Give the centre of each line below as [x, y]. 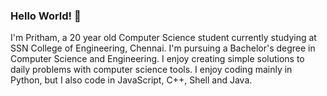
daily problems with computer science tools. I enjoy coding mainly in [151, 70]
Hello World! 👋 [46, 16]
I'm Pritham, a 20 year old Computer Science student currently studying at [163, 38]
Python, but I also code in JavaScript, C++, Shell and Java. [131, 80]
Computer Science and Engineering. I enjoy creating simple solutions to [157, 59]
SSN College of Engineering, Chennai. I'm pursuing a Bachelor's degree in [163, 48]
